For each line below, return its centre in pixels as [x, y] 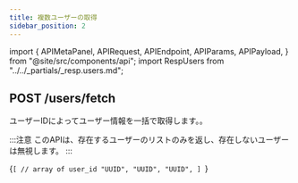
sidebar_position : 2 [48, 26]
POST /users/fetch [63, 98]
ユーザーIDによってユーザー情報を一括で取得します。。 [108, 121]
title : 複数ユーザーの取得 [53, 17]
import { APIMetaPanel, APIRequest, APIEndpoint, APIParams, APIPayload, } [149, 51]
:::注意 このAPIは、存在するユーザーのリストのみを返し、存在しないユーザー [149, 140]
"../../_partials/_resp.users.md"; [66, 70]
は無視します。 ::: [41, 151]
